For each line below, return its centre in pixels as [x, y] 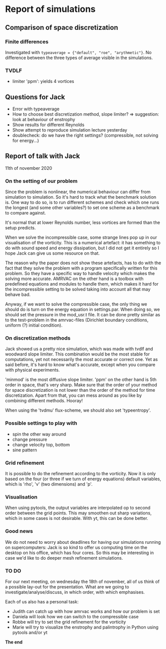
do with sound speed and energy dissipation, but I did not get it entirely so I [82, 248]
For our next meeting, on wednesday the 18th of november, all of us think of [83, 581]
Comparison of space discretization [62, 28]
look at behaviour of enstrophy [44, 119]
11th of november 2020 [28, 168]
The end [14, 642]
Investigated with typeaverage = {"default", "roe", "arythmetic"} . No [79, 52]
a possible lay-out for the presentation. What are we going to [67, 586]
